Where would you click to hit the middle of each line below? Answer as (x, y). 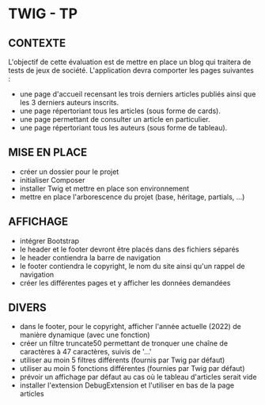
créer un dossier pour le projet (69, 172)
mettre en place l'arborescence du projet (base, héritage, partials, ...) (132, 197)
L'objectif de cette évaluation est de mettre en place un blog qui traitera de (130, 62)
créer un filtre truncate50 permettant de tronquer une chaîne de (123, 343)
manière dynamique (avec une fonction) (85, 335)
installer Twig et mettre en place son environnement (104, 188)
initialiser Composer (52, 180)
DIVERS (28, 308)
